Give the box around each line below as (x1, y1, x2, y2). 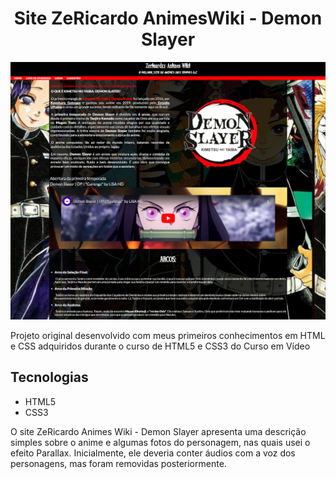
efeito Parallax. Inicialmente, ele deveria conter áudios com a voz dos (10, 447, 296, 459)
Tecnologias (10, 369, 89, 386)
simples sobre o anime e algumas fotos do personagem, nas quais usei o (10, 436, 311, 448)
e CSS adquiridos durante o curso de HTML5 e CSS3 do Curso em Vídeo (10, 340, 311, 352)
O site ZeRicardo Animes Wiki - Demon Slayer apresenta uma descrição (10, 425, 307, 437)
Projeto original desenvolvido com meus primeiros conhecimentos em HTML (10, 329, 326, 341)
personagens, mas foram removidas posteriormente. (10, 457, 227, 469)
